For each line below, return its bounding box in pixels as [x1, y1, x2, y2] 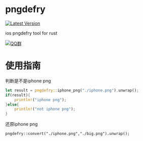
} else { [5, 102, 19, 107]
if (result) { [5, 92, 30, 98]
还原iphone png [5, 121, 38, 127]
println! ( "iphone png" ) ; [14, 97, 67, 102]
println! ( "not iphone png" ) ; [14, 107, 76, 112]
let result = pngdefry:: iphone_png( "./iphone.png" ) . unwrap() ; [5, 87, 139, 93]
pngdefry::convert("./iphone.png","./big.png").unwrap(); [5, 131, 130, 136]
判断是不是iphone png [5, 77, 52, 84]
